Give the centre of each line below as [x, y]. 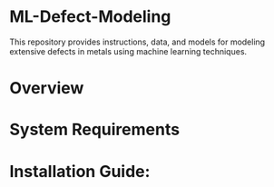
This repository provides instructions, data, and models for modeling [137, 42]
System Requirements [94, 130]
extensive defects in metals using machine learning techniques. [128, 51]
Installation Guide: [80, 171]
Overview [47, 89]
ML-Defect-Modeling [90, 17]
